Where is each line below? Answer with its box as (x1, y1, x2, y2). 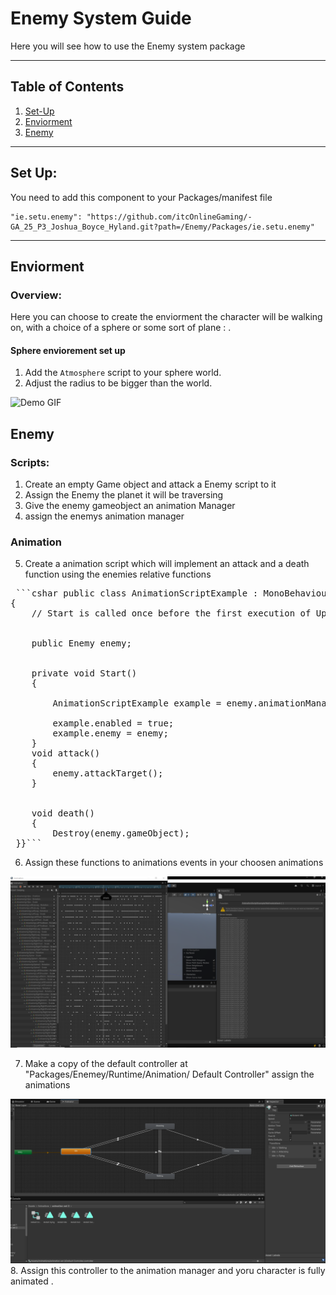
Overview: (10, 288, 62, 302)
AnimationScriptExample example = (52, 698, 222, 709)
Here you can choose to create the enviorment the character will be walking (10, 311, 323, 323)
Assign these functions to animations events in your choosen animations (24, 857, 324, 869)
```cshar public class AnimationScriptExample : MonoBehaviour (15, 588, 333, 599)
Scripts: (10, 455, 50, 469)
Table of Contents (10, 78, 125, 96)
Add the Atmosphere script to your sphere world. (24, 367, 222, 379)
